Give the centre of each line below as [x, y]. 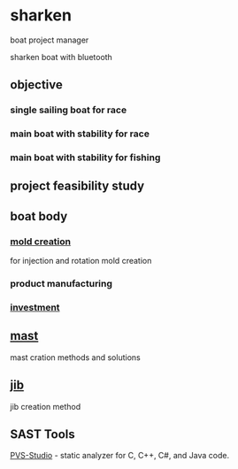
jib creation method [46, 406]
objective [36, 85]
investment [35, 308]
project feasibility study [77, 186]
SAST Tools [42, 434]
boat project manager [50, 40]
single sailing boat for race [69, 110]
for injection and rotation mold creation [81, 261]
